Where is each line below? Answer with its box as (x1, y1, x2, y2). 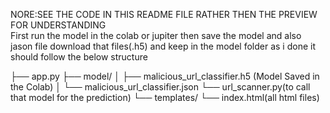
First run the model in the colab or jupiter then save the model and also (10, 30, 302, 41)
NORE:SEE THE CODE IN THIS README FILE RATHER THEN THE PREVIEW (10, 9, 318, 20)
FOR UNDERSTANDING (10, 19, 107, 31)
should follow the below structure (10, 51, 148, 63)
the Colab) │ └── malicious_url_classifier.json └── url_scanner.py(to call (10, 81, 311, 93)
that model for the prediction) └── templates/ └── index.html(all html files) (10, 92, 320, 103)
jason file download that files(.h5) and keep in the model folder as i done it (10, 40, 317, 52)
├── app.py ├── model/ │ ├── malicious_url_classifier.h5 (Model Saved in (10, 70, 320, 82)
